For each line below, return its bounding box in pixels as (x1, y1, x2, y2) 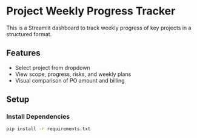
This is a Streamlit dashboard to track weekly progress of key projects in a (6, 24, 192, 31)
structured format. (6, 30, 52, 37)
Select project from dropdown (15, 64, 90, 71)
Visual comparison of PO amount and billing (15, 77, 125, 84)
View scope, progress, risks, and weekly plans (15, 71, 132, 78)
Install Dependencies (6, 113, 70, 121)
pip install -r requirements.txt (6, 126, 91, 132)
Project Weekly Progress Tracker (6, 4, 176, 18)
